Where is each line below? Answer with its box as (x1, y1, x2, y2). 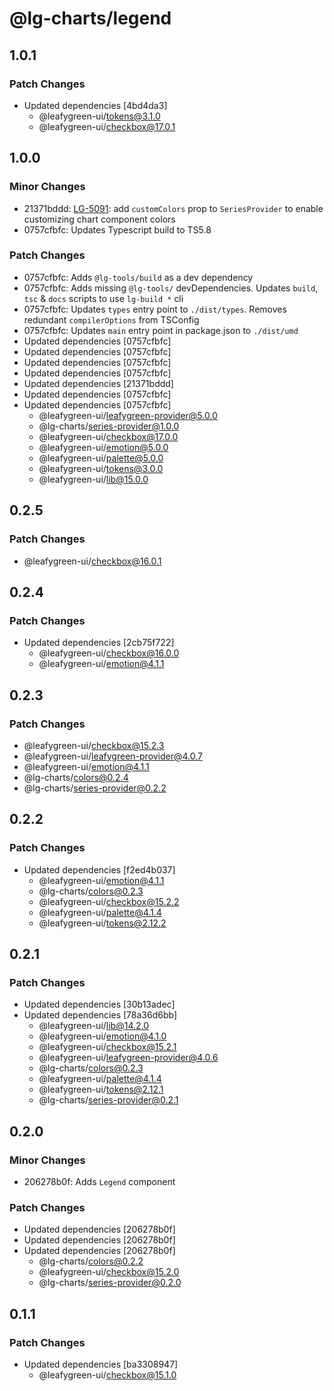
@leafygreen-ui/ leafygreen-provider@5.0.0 (38, 409, 218, 421)
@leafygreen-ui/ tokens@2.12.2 (38, 917, 167, 929)
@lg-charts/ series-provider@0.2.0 (38, 1277, 182, 1289)
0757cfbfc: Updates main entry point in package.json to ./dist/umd (23, 324, 299, 336)
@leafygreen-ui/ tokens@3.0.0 (38, 462, 164, 474)
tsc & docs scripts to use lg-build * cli (23, 292, 184, 304)
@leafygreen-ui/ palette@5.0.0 (38, 452, 164, 464)
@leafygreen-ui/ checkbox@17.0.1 (38, 120, 176, 132)
